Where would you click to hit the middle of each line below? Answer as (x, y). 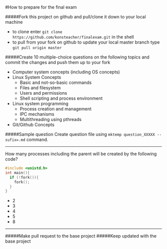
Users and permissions (43, 93)
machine (14, 22)
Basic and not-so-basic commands (56, 82)
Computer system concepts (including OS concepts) (66, 72)
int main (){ (17, 173)
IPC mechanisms (37, 114)
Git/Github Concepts (33, 124)
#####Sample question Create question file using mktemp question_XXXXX (80, 134)
